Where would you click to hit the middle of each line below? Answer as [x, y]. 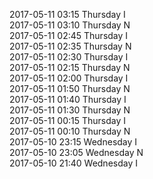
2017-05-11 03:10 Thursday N [70, 25]
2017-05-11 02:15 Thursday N [70, 67]
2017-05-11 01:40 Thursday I [68, 99]
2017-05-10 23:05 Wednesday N [76, 152]
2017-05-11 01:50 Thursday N [70, 88]
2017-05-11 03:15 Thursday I [67, 14]
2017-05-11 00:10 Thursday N [70, 131]
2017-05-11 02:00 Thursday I [69, 78]
